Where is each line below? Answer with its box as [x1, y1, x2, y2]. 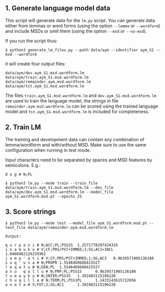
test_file [5, 225, 26, 230]
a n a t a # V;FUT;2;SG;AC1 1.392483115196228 [5, 282, 116, 287]
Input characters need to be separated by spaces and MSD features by [5, 157, 152, 163]
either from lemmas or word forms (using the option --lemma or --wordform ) [5, 23, 160, 29]
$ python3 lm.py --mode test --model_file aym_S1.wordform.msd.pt [5, 221, 147, 226]
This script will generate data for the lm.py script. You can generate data [5, 17, 155, 23]
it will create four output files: [5, 60, 66, 67]
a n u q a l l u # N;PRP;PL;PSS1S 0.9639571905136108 [5, 269, 136, 274]
